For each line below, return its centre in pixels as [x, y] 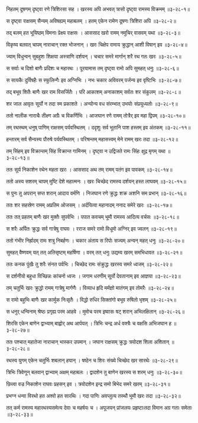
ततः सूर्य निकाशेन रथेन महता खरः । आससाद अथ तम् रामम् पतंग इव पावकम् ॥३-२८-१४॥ [89, 169]
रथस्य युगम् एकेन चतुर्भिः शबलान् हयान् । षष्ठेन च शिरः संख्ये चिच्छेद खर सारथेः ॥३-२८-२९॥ [92, 360]
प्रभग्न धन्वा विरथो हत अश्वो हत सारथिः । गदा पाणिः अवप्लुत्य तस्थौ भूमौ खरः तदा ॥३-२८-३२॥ [94, 396]
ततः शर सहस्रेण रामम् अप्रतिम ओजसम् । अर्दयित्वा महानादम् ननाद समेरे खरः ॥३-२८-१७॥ [89, 205]
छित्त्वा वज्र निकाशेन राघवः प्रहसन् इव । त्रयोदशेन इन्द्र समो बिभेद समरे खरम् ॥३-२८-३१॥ [88, 384]
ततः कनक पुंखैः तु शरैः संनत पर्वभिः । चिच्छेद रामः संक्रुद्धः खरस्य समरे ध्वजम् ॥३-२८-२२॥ [89, 264]
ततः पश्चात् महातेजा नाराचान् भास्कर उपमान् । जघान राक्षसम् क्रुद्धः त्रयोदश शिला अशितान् [88, 342]
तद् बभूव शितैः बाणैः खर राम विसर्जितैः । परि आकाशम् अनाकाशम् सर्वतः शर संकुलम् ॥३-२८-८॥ [94, 92]
